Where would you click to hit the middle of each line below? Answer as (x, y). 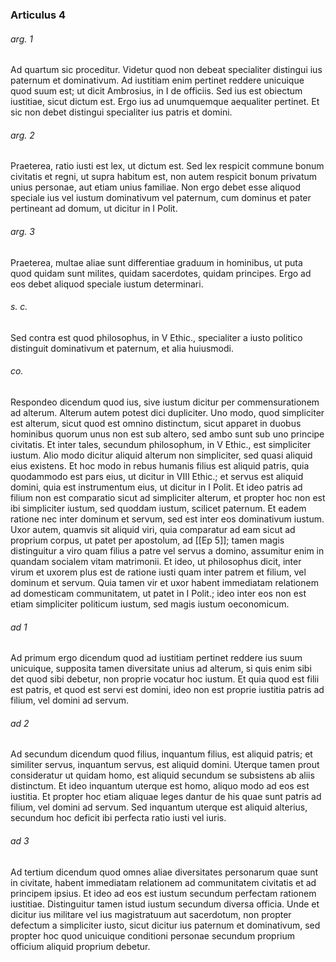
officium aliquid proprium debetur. (80, 946)
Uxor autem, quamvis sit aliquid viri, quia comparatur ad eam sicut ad (153, 529)
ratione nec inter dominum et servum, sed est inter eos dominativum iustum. (167, 519)
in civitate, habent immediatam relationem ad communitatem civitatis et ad (163, 882)
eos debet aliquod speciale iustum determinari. (107, 284)
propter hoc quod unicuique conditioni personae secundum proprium (152, 935)
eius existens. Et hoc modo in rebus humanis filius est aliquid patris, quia (160, 465)
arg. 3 (22, 231)
